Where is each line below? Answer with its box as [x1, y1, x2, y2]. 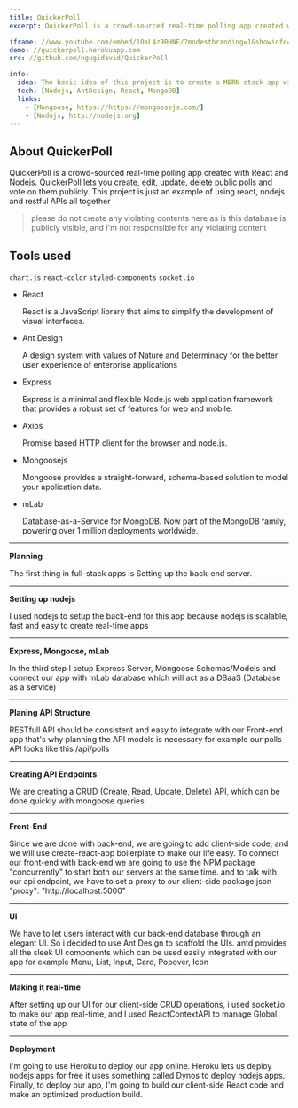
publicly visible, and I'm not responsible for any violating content [30, 223, 267, 233]
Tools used [9, 248, 72, 263]
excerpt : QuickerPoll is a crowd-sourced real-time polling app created [9, 21, 284, 30]
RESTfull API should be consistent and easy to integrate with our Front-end [9, 724, 284, 735]
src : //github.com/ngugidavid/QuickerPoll [9, 54, 169, 63]
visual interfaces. [21, 316, 86, 326]
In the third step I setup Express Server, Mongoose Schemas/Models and [9, 663, 277, 673]
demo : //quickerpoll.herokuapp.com [9, 45, 141, 54]
